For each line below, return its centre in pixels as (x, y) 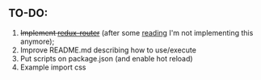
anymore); (37, 41)
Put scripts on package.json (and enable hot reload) (106, 58)
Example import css (53, 67)
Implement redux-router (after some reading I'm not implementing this (137, 32)
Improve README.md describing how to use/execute (108, 50)
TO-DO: (28, 13)
